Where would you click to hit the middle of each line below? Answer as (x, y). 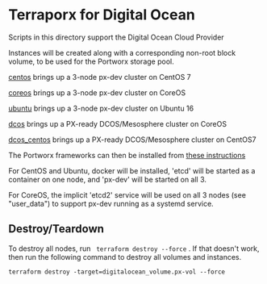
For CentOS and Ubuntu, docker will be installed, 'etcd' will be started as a (132, 170)
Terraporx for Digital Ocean (102, 15)
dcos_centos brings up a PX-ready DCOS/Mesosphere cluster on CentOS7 (132, 140)
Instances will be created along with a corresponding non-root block (122, 52)
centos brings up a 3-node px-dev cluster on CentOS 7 (100, 77)
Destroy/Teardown (56, 229)
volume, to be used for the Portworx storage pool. (92, 61)
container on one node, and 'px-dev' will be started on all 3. (108, 179)
